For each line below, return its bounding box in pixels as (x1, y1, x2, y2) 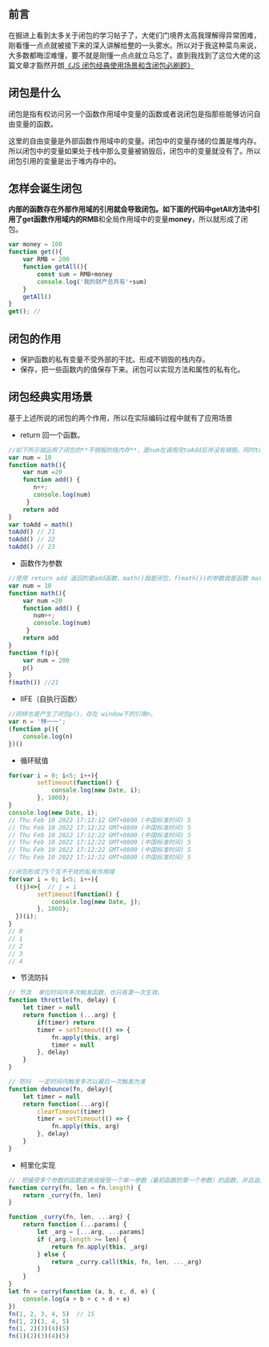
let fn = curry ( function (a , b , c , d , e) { (8, 1288, 156, 1296)
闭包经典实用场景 (8, 390, 93, 404)
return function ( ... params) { (22, 1220, 127, 1228)
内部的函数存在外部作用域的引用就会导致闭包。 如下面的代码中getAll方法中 (8, 204, 254, 214)
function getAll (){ (22, 263, 88, 271)
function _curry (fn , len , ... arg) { (8, 1213, 130, 1221)
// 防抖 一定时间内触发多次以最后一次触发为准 (8, 1078, 146, 1086)
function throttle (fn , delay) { (8, 996, 116, 1004)
